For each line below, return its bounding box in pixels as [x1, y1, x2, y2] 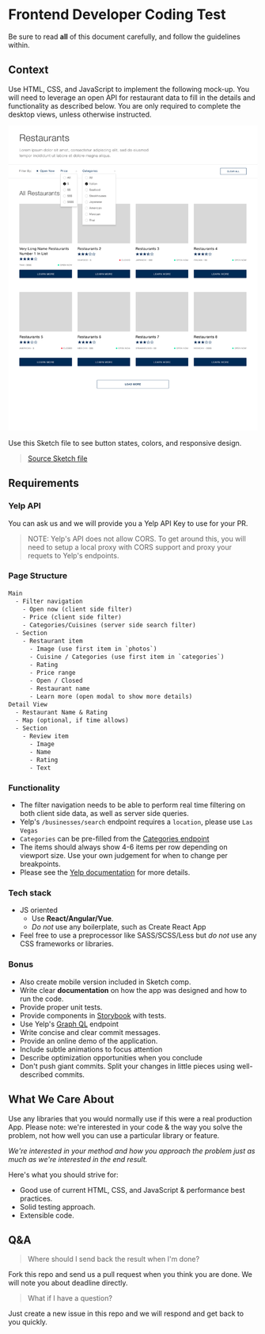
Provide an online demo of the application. [19, 1036, 158, 1045]
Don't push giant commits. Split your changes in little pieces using [19, 1061, 235, 1071]
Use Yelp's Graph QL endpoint [19, 1019, 119, 1029]
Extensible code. [19, 1210, 75, 1220]
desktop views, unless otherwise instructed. [8, 109, 152, 119]
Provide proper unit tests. [19, 1002, 103, 1012]
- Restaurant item [22, 637, 83, 645]
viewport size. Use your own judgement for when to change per [19, 851, 228, 861]
